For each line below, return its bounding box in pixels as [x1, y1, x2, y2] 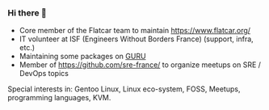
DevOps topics [19, 69, 69, 78]
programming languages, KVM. [7, 93, 111, 103]
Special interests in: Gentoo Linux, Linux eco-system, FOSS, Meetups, [7, 84, 241, 94]
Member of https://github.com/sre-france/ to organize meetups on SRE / [19, 60, 262, 70]
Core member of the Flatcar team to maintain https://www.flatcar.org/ [19, 26, 251, 36]
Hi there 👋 [7, 7, 48, 19]
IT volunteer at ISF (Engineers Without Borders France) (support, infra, [19, 34, 254, 44]
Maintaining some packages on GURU [19, 52, 146, 61]
